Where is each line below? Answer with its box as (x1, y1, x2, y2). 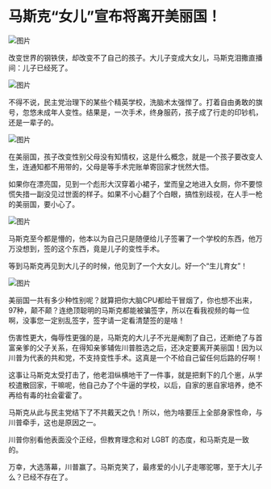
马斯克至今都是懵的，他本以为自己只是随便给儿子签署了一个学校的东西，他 (8, 234, 256, 243)
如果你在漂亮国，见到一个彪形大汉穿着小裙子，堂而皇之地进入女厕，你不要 (8, 179, 256, 188)
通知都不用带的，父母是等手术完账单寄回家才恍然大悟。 (29, 162, 214, 171)
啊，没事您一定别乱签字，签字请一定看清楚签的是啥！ (8, 315, 186, 325)
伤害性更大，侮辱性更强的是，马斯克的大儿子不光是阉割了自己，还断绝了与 (8, 332, 256, 342)
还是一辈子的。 (8, 117, 58, 127)
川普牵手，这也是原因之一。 (8, 417, 101, 427)
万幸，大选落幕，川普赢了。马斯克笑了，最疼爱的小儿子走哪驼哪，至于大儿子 (8, 462, 263, 471)
